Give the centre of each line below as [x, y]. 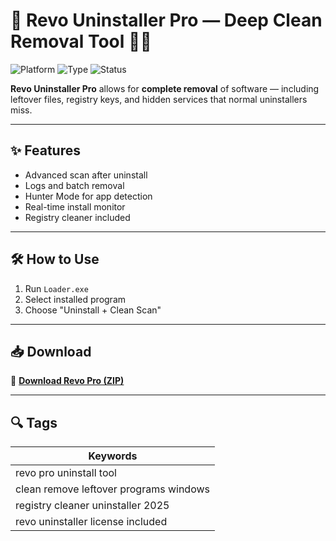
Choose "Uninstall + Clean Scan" [93, 310]
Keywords [113, 456]
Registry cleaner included [77, 217]
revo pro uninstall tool [66, 473]
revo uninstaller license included [91, 522]
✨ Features [45, 150]
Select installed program [75, 299]
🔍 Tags [34, 422]
